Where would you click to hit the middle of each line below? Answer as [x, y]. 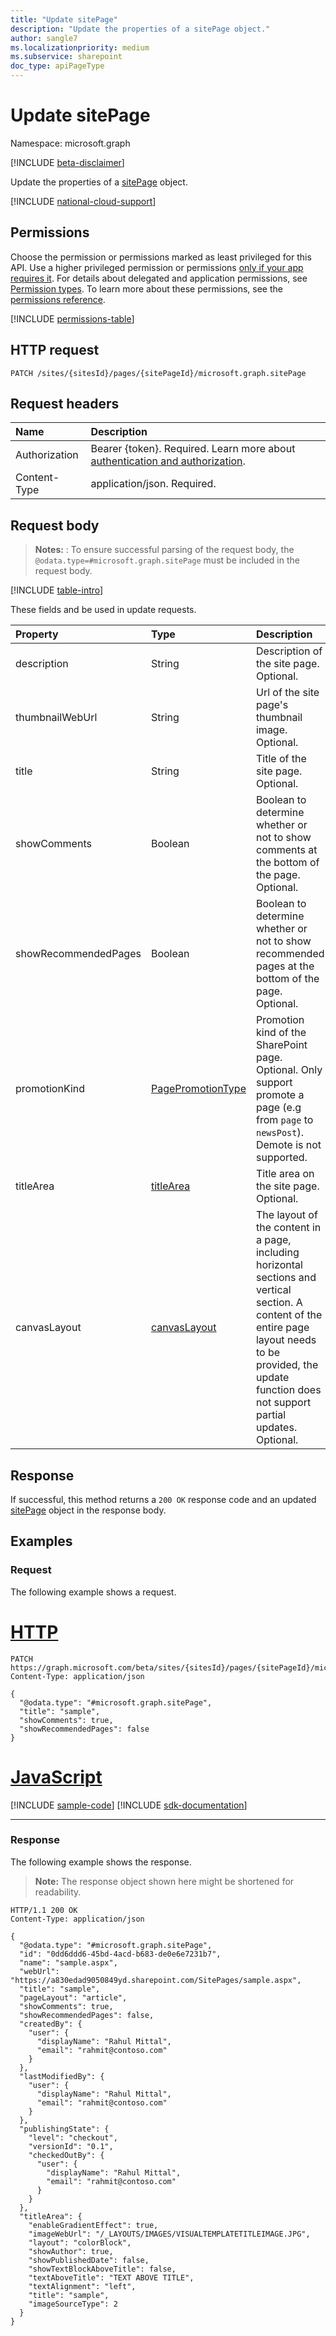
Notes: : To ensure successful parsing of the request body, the [164, 550]
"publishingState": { [64, 2129]
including [277, 1253]
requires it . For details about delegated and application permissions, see [159, 278]
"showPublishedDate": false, [89, 2260]
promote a [280, 1095]
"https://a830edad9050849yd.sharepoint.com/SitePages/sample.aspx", [156, 1980]
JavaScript [56, 1777]
